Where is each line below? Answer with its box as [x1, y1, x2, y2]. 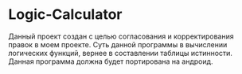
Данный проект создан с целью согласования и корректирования [8, 31, 234, 41]
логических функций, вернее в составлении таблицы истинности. [8, 48, 233, 57]
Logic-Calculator [8, 6, 123, 24]
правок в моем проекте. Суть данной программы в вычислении [8, 39, 228, 49]
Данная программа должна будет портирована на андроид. [8, 57, 213, 66]
